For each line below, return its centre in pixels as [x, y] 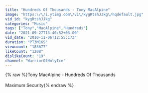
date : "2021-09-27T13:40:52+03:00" [42, 33]
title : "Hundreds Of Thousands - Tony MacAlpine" [58, 10]
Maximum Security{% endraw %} [40, 86]
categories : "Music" [27, 24]
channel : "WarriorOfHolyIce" [35, 61]
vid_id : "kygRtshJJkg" [29, 19]
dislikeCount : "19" [25, 56]
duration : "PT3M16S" [27, 42]
